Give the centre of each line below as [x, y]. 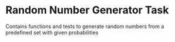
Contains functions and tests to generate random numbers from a [85, 26]
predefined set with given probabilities [52, 32]
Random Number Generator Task [87, 10]
